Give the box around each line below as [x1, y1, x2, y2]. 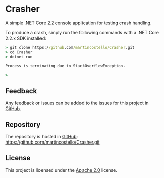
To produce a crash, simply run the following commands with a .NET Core [5, 29, 159, 35]
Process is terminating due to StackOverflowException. [5, 63, 126, 68]
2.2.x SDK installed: [5, 35, 47, 41]
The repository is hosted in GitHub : [5, 133, 78, 139]
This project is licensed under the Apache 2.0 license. [5, 167, 117, 173]
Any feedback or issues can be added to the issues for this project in [5, 100, 149, 106]
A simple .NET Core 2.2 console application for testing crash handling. [5, 20, 152, 26]
